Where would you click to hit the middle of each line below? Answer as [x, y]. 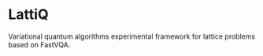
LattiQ [28, 15]
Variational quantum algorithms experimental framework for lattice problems [132, 36]
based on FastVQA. [39, 44]
